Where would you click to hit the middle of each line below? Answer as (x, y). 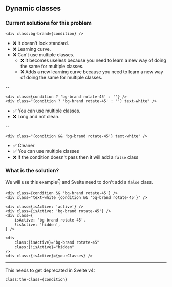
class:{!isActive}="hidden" (44, 247)
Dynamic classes (33, 8)
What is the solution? (32, 170)
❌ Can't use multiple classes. (44, 54)
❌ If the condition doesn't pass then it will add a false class (76, 157)
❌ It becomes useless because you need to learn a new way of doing (93, 60)
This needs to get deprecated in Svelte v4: (50, 270)
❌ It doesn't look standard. (41, 43)
